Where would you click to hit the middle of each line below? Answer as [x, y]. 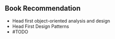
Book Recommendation [43, 8]
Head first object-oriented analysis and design [61, 21]
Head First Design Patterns [41, 26]
